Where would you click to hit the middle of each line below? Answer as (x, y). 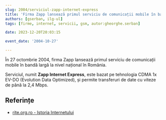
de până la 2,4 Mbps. (27, 85)
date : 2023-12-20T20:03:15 (33, 33)
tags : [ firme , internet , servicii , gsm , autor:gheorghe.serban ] (73, 23)
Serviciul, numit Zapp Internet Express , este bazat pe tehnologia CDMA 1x (81, 74)
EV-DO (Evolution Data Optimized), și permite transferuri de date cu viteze (81, 80)
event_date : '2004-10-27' (32, 41)
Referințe (20, 100)
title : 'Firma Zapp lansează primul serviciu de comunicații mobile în (80, 14)
